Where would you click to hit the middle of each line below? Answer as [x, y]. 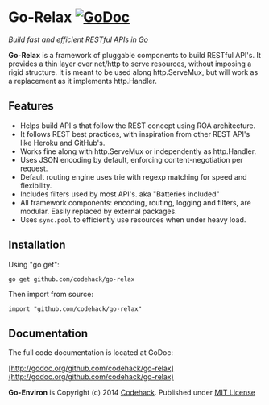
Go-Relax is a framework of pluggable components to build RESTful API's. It [135, 55]
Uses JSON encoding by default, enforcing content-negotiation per [131, 159]
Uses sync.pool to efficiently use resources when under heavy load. [133, 219]
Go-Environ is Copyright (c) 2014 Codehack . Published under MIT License [132, 393]
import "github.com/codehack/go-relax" [75, 309]
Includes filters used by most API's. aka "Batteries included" [120, 194]
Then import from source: [51, 294]
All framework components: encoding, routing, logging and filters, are [135, 202]
